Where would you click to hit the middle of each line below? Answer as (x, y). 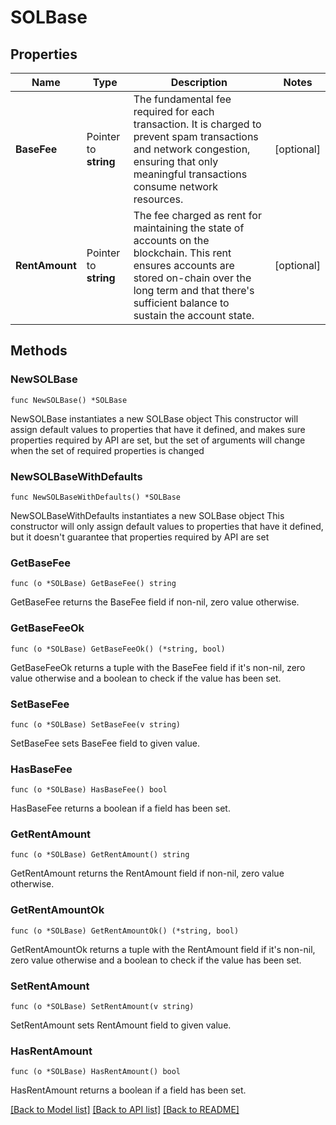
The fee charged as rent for (197, 215)
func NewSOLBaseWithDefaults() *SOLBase (96, 497)
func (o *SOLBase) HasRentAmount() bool (96, 1072)
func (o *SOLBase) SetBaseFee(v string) (96, 724)
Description (199, 82)
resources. (158, 199)
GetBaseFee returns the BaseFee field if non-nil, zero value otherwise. (155, 602)
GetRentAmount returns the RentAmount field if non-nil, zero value (147, 873)
